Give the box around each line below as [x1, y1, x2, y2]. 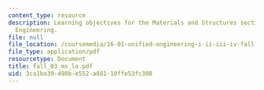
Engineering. [15, 26, 58, 34]
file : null [8, 33, 44, 41]
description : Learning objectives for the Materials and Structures [8, 19, 237, 27]
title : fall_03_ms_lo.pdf [8, 63, 93, 70]
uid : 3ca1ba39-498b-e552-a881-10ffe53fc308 [8, 70, 153, 77]
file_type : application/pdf [8, 48, 101, 56]
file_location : [8, 41, 58, 49]
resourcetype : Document [8, 56, 86, 63]
